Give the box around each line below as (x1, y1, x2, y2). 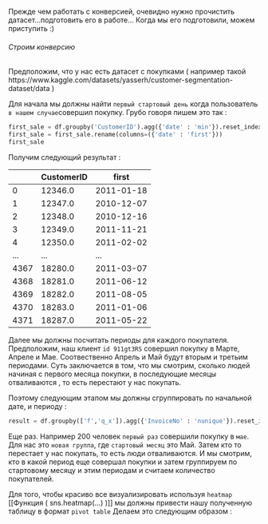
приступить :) (8, 24, 54, 33)
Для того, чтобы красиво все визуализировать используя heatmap (8, 489, 233, 498)
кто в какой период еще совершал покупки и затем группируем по (8, 457, 238, 466)
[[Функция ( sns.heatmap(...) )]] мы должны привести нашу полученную (8, 498, 253, 507)
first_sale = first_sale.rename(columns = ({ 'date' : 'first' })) (8, 131, 223, 139)
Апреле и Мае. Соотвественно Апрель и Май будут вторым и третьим (8, 351, 249, 362)
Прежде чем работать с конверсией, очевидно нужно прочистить (8, 7, 235, 16)
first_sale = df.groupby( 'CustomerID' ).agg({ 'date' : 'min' (8, 123, 213, 131)
